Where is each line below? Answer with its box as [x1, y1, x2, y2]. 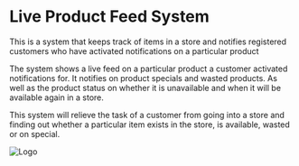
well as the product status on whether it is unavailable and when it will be [9, 82, 282, 93]
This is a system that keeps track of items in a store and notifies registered [9, 36, 287, 47]
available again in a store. [9, 92, 104, 103]
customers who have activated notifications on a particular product [9, 45, 259, 56]
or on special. [9, 128, 61, 139]
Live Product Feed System [9, 6, 210, 27]
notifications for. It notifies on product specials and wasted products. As [9, 72, 278, 83]
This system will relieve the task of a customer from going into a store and [9, 109, 285, 120]
